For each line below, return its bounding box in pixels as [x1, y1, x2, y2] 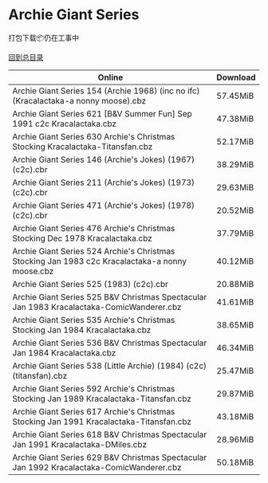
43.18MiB [216, 410, 254, 422]
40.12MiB [216, 255, 254, 266]
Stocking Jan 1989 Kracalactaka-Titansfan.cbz [12, 393, 191, 404]
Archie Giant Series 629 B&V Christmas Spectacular [12, 452, 207, 463]
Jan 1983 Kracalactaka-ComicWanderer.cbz [12, 301, 182, 312]
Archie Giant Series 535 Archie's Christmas [12, 314, 175, 325]
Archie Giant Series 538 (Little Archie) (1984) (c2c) [12, 360, 207, 371]
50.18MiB [216, 457, 254, 468]
